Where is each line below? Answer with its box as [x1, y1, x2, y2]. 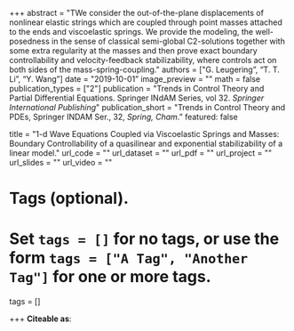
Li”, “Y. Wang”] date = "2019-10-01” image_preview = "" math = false [9, 74, 260, 84]
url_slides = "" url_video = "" [9, 157, 113, 167]
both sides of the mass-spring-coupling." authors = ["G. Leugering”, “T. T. [9, 64, 280, 75]
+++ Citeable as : [9, 313, 72, 324]
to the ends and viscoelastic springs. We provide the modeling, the [9, 27, 254, 36]
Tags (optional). [9, 189, 129, 208]
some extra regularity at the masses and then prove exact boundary [9, 45, 258, 56]
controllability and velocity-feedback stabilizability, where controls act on [9, 55, 277, 65]
